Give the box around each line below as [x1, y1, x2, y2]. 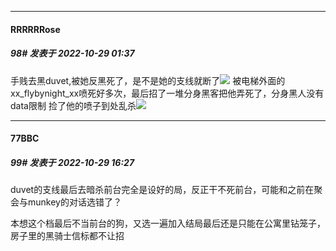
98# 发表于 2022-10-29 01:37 [10, 47, 135, 60]
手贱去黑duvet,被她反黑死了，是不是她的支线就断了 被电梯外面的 [10, 74, 286, 86]
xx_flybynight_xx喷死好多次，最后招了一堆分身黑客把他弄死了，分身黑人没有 [10, 87, 325, 99]
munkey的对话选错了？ [27, 196, 122, 208]
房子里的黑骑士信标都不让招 [10, 230, 125, 242]
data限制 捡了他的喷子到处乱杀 [10, 99, 137, 111]
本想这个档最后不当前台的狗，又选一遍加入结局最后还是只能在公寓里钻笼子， [10, 217, 326, 230]
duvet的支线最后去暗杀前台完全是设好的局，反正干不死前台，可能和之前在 [10, 184, 315, 196]
